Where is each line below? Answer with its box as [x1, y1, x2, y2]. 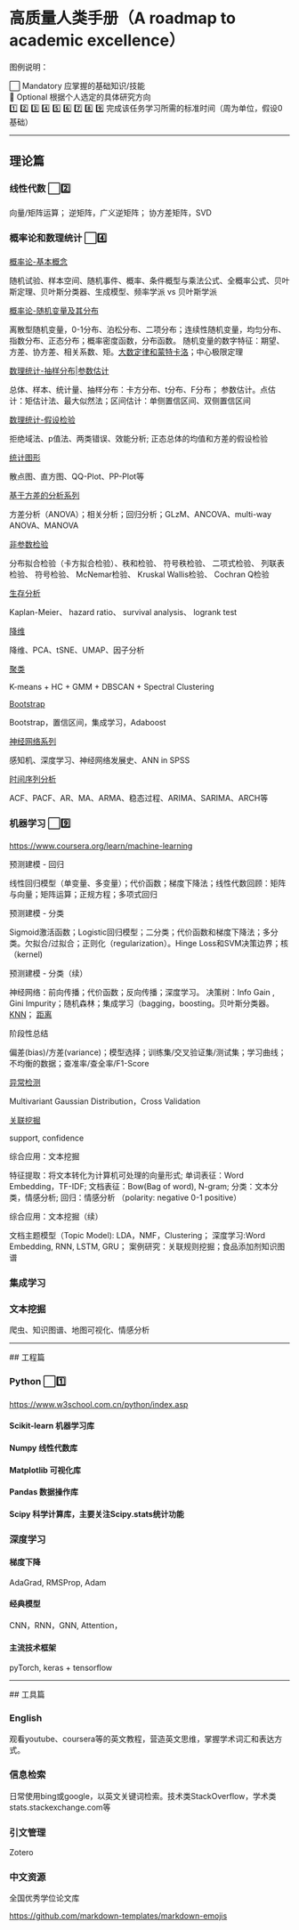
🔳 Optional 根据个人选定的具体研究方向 [9, 91, 151, 102]
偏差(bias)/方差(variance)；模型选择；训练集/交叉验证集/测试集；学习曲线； [9, 1047, 287, 1058]
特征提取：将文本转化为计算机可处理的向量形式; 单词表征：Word [9, 1170, 245, 1180]
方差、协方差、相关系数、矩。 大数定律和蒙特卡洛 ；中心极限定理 [9, 346, 243, 357]
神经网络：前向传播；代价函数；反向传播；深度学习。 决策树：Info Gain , [9, 987, 276, 998]
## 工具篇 [9, 1689, 45, 1700]
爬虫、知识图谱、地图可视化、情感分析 [9, 1325, 149, 1335]
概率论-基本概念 [9, 255, 69, 267]
